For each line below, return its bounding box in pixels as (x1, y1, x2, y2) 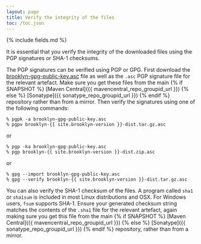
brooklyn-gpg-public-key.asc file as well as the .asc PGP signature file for (6, 73, 191, 80)
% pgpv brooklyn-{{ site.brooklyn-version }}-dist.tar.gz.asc (6, 122, 166, 128)
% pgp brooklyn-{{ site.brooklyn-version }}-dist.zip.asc (6, 149, 155, 155)
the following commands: (6, 105, 69, 112)
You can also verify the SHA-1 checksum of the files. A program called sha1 (6, 187, 193, 195)
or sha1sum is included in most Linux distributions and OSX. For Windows (6, 193, 187, 201)
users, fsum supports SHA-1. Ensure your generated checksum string (6, 200, 177, 207)
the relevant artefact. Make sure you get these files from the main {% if (6, 79, 183, 86)
